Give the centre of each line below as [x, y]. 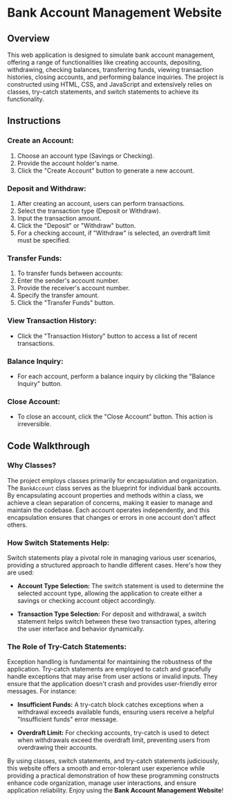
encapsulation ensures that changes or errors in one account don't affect [111, 517]
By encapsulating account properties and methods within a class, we [105, 495]
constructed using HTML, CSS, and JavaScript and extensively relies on [110, 84]
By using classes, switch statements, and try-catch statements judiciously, [113, 761]
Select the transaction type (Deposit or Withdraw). [89, 211]
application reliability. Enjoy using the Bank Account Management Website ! [115, 791]
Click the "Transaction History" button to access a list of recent [107, 336]
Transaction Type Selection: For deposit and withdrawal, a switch [112, 614]
